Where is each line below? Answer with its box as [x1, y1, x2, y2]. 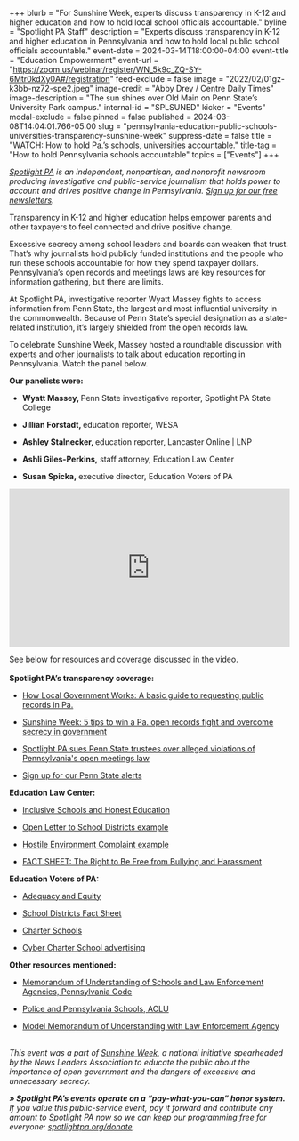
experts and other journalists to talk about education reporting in [9, 349, 246, 359]
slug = [97, 121, 122, 132]
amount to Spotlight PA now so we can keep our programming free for [9, 1112, 267, 1122]
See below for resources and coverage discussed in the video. [9, 654, 238, 664]
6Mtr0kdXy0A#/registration [9, 74, 110, 84]
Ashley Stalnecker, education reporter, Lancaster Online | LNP [21, 437, 252, 447]
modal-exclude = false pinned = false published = [9, 111, 192, 122]
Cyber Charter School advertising [21, 942, 146, 952]
